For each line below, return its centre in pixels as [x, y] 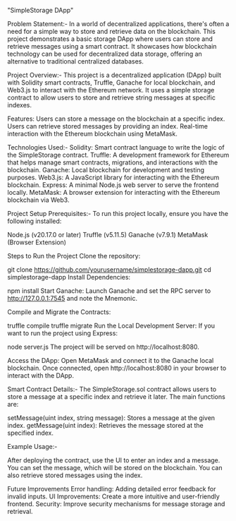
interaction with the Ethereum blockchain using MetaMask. [92, 134]
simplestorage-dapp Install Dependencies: [69, 277]
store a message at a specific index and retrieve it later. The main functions [116, 397]
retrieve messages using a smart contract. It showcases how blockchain [112, 46]
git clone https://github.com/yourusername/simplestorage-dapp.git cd [109, 270]
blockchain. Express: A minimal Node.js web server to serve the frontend [113, 185]
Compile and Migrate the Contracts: [59, 312]
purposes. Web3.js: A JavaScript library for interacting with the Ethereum [113, 177]
